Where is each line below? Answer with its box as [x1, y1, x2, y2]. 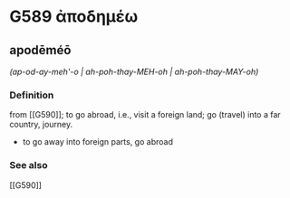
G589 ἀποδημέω [9, 6, 139, 27]
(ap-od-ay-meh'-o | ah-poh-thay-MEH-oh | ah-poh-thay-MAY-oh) [9, 66, 259, 77]
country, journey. [9, 119, 73, 130]
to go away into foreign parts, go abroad [22, 137, 174, 147]
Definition [9, 89, 54, 101]
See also [9, 159, 48, 172]
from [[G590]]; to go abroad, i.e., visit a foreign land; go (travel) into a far [9, 109, 281, 120]
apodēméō [9, 42, 72, 58]
